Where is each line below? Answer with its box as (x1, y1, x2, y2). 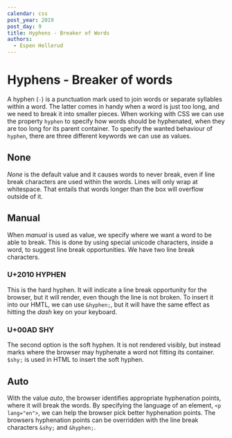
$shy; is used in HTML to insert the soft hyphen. (7, 356, 144, 364)
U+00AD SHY (7, 325, 54, 334)
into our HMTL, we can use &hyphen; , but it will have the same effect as (7, 300, 210, 309)
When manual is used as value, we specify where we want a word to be (7, 230, 213, 239)
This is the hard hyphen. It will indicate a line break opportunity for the (7, 285, 208, 294)
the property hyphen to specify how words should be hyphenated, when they (7, 117, 225, 125)
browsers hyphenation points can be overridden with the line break (7, 416, 199, 424)
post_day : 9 (7, 23, 42, 30)
